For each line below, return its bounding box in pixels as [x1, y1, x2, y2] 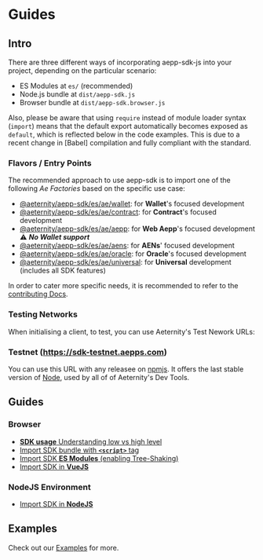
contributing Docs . [8, 289, 68, 299]
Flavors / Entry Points [8, 157, 92, 168]
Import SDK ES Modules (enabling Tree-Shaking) [19, 453, 179, 463]
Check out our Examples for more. [8, 543, 119, 552]
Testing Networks [8, 309, 79, 320]
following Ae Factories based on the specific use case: [8, 184, 186, 193]
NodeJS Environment [8, 481, 92, 492]
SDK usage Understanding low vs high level [19, 437, 163, 446]
